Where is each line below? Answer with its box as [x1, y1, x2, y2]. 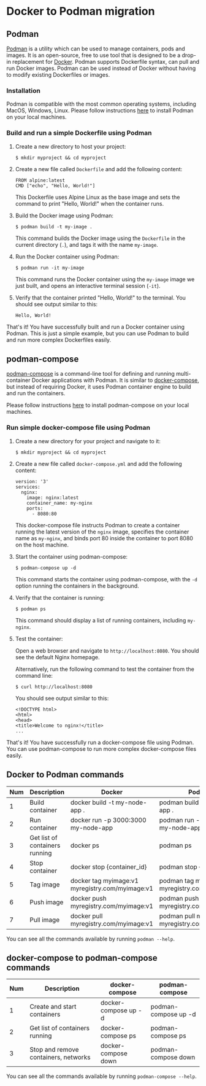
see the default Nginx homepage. [15, 653, 100, 661]
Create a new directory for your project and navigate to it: [15, 437, 161, 444]
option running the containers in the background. [15, 582, 139, 589]
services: [15, 484, 41, 490]
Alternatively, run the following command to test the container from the [15, 665, 194, 673]
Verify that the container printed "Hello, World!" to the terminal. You [15, 293, 186, 301]
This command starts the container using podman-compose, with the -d [15, 575, 198, 583]
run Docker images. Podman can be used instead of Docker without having [6, 64, 196, 72]
